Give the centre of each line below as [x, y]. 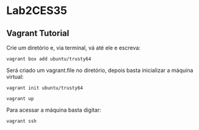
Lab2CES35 [37, 11]
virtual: [15, 77]
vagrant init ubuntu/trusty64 [45, 88]
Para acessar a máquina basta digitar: [54, 110]
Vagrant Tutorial [38, 33]
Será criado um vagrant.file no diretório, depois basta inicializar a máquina [100, 70]
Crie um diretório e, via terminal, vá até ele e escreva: [74, 48]
